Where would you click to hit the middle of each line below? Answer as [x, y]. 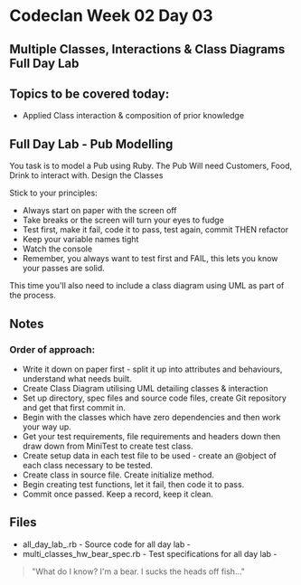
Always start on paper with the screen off [99, 211]
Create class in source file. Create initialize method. [118, 475]
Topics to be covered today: [89, 94]
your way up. [47, 427]
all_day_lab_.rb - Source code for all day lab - [107, 544]
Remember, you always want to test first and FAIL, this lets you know [150, 259]
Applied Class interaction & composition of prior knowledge [133, 116]
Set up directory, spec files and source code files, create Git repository [155, 398]
